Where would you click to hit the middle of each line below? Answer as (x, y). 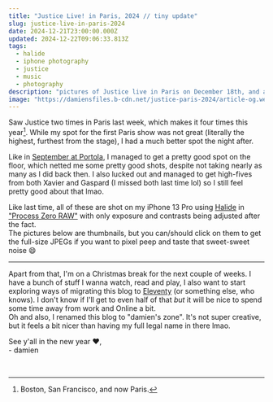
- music (29, 76)
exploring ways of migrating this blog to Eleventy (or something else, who (132, 291)
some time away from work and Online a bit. (82, 308)
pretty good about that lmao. (56, 191)
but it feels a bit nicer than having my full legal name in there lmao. (119, 326)
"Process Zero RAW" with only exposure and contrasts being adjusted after (134, 216)
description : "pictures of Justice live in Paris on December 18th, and (134, 92)
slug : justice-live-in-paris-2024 (67, 24)
